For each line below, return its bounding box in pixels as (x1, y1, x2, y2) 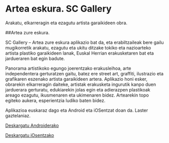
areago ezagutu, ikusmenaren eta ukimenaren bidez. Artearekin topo (5, 92, 149, 98)
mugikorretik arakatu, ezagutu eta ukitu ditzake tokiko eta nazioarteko (5, 44, 151, 51)
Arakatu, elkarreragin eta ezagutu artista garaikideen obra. (5, 20, 128, 26)
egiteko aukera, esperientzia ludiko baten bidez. (5, 97, 106, 104)
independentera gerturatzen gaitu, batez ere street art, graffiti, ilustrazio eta (5, 70, 164, 76)
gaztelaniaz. (5, 112, 31, 119)
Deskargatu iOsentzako (5, 132, 54, 138)
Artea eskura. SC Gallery (5, 3, 112, 15)
